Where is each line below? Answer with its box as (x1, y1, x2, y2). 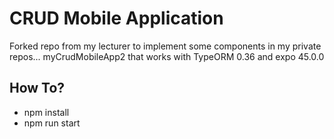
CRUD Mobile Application (9, 7, 224, 30)
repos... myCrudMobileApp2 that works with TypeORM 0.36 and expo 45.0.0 (9, 50, 325, 62)
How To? (9, 80, 66, 97)
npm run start (23, 117, 81, 129)
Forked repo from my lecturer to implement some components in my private (9, 40, 322, 52)
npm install (23, 106, 70, 118)
